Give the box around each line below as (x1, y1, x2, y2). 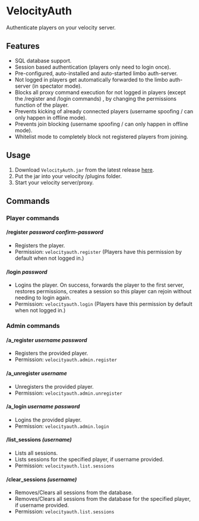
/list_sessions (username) (6, 436, 72, 444)
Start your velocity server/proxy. (14, 179, 94, 186)
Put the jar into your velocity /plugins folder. (14, 172, 122, 179)
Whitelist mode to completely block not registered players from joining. (14, 133, 188, 140)
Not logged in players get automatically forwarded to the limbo (14, 76, 168, 83)
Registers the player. (14, 242, 65, 249)
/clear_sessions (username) (6, 476, 77, 483)
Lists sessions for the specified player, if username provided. (14, 456, 165, 463)
